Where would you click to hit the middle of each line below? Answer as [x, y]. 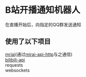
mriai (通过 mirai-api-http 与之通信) [39, 54]
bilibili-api [15, 60]
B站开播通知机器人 [43, 10]
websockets [18, 70]
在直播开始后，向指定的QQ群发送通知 [43, 25]
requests [14, 65]
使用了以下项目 [28, 41]
